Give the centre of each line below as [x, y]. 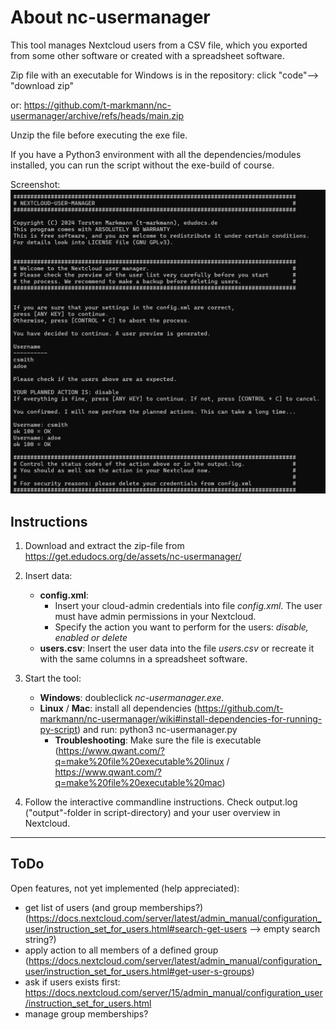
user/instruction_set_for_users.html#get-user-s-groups [138, 971]
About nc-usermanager [110, 17]
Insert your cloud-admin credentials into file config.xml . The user [188, 606]
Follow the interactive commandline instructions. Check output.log [161, 802]
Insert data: [48, 576]
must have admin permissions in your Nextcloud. [155, 617]
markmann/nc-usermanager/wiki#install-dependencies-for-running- [181, 719]
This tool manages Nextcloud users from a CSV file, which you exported [159, 45]
